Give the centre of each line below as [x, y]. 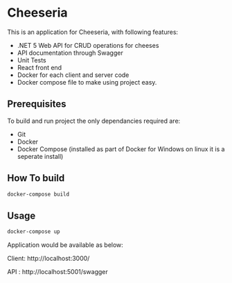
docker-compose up [34, 232]
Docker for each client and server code [73, 75]
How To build [36, 178]
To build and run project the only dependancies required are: [94, 121]
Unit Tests [32, 60]
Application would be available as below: [65, 245]
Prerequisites [37, 104]
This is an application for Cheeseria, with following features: [93, 32]
